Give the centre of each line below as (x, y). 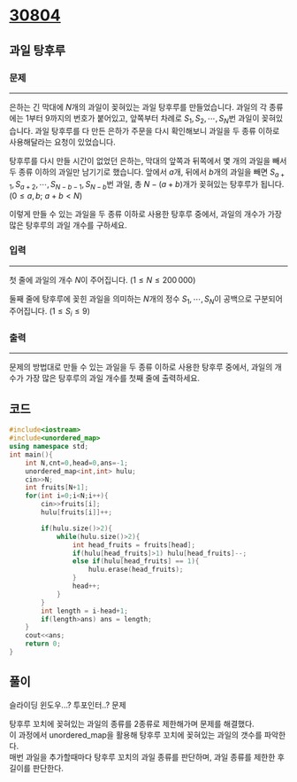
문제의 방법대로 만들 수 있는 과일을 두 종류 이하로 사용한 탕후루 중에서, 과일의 (141, 367)
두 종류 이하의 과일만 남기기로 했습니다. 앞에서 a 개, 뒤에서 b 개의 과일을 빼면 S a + (147, 172)
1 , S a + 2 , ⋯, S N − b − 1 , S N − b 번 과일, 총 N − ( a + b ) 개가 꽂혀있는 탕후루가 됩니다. (147, 185)
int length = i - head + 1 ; (84, 611)
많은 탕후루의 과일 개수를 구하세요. (68, 225)
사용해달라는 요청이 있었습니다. (63, 142)
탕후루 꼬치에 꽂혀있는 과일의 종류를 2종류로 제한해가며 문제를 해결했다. (132, 723)
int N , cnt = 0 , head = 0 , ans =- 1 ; (76, 463)
